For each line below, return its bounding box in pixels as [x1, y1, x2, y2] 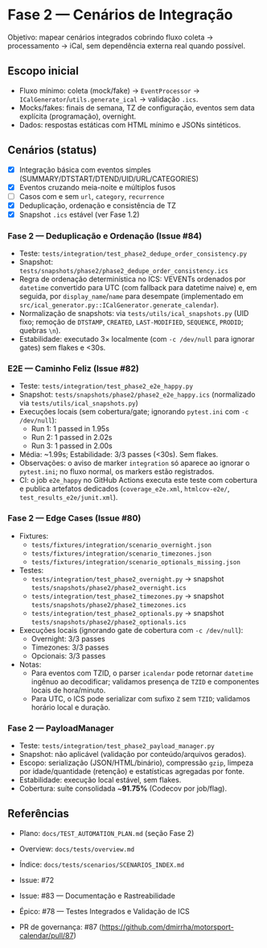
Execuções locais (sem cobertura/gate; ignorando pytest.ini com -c [18, 407, 249, 417]
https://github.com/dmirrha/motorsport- [101, 921, 234, 932]
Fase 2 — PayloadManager [7, 722, 114, 734]
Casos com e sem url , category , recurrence [18, 191, 165, 201]
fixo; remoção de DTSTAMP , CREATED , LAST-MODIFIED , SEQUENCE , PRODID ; [18, 317, 244, 327]
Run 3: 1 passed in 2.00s [31, 441, 113, 451]
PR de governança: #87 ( [18, 921, 102, 932]
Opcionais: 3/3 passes [31, 651, 106, 660]
